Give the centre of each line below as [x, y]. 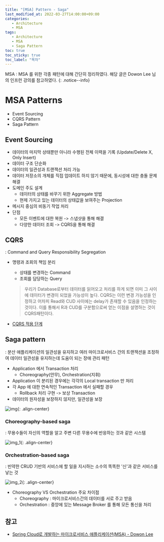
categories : [17, 19]
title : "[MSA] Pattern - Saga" [37, 10]
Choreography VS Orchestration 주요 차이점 [56, 493]
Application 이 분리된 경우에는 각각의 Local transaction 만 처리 [73, 381]
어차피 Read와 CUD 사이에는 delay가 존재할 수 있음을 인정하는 [97, 301]
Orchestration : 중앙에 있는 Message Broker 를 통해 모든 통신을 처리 [85, 505]
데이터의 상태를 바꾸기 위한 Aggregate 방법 [61, 194]
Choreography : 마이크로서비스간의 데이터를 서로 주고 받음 [76, 498]
